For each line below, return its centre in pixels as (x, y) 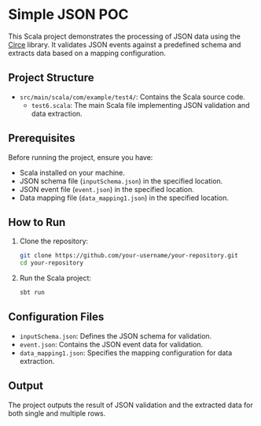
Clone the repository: (54, 241)
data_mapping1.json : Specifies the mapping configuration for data (126, 353)
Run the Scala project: (55, 278)
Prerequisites (42, 138)
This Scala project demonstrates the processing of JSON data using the (125, 36)
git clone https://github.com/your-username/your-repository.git (129, 256)
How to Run (37, 222)
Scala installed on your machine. (72, 172)
